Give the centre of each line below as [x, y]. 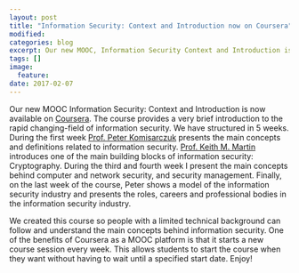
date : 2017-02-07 [41, 84]
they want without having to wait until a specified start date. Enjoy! [131, 258]
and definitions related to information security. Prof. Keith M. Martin [133, 147]
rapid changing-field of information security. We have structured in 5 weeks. [149, 128]
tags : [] [25, 59]
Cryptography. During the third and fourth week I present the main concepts [149, 165]
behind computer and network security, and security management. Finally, [145, 175]
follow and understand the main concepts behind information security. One [147, 230]
